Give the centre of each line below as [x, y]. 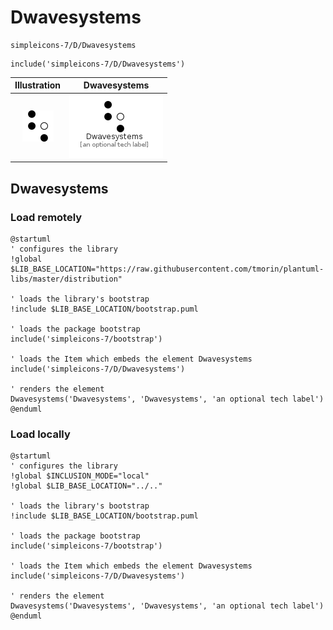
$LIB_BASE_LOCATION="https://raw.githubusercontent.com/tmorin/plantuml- [167, 269]
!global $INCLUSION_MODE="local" [80, 476]
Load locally [40, 434]
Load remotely [46, 217]
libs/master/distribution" [66, 279]
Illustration [38, 85]
